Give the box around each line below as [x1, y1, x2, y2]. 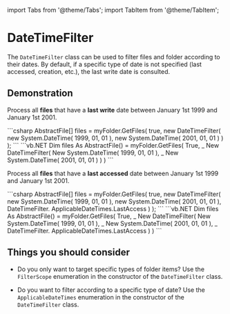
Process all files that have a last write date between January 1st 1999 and [7, 106, 218, 114]
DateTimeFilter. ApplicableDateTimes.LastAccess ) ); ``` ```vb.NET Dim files [7, 204, 219, 213]
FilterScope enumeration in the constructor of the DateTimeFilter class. [17, 272, 223, 280]
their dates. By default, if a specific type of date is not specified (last [7, 60, 202, 68]
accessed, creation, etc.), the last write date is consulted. [7, 67, 171, 75]
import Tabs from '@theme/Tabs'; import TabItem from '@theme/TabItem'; [7, 6, 220, 14]
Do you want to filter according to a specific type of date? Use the [17, 286, 205, 294]
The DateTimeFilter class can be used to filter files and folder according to [7, 52, 221, 61]
